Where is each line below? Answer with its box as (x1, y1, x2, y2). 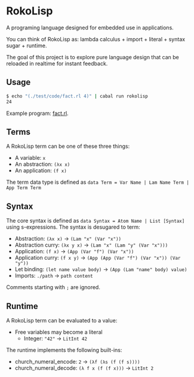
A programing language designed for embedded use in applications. (6, 24, 174, 31)
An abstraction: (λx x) (14, 160, 70, 168)
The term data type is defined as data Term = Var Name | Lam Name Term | (6, 178, 190, 186)
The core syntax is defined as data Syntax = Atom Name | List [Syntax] (6, 217, 185, 224)
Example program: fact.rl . (6, 110, 69, 117)
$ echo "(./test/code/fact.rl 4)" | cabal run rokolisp (6, 93, 148, 99)
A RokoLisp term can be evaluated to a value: (6, 317, 118, 324)
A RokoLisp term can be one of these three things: (6, 142, 130, 150)
